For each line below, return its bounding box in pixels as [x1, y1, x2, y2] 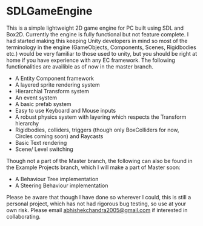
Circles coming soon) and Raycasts [15, 132, 104, 140]
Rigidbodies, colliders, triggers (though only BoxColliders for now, [15, 126, 180, 133]
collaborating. [6, 213, 41, 220]
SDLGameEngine [6, 4, 93, 18]
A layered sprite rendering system [15, 81, 100, 88]
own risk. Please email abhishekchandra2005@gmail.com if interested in [6, 206, 188, 213]
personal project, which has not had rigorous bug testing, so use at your [6, 200, 187, 207]
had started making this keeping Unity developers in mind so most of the [6, 37, 188, 44]
